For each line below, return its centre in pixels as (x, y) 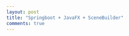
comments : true (26, 23)
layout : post (23, 12)
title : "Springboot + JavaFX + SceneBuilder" (65, 18)
